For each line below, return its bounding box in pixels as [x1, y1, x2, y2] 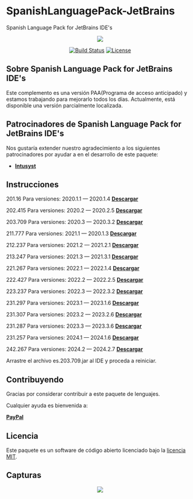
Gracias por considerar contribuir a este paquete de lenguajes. [6, 390, 160, 398]
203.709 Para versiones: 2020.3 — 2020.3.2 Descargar [6, 218, 143, 226]
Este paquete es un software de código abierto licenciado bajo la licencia [6, 446, 186, 454]
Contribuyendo [6, 374, 64, 384]
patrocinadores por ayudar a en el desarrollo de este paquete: [6, 150, 158, 158]
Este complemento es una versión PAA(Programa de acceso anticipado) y [6, 89, 188, 96]
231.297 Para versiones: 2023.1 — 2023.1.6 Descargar [6, 300, 139, 307]
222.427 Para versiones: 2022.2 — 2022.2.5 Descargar [6, 276, 144, 284]
